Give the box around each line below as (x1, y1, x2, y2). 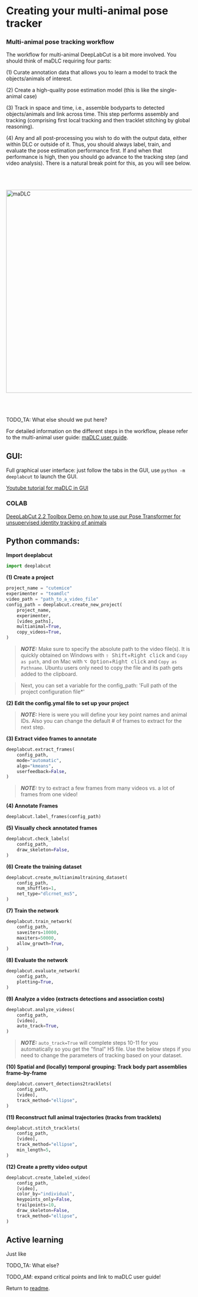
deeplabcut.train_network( (6, 918, 72, 925)
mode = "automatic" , (16, 757, 62, 763)
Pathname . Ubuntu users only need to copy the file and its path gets (20, 664, 183, 672)
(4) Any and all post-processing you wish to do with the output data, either (6, 135, 187, 142)
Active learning (6, 1235, 64, 1245)
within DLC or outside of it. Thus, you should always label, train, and (6, 141, 171, 148)
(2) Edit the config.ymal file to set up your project (6, 700, 129, 707)
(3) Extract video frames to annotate (6, 735, 97, 742)
